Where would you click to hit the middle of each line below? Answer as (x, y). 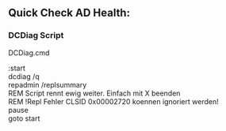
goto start (24, 118)
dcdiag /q (24, 76)
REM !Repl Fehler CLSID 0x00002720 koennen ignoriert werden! (114, 101)
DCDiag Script (36, 36)
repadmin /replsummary (48, 84)
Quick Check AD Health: (69, 13)
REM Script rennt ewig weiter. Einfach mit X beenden (94, 93)
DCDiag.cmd (29, 52)
